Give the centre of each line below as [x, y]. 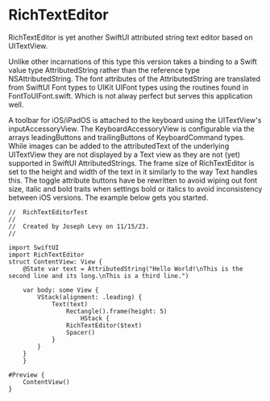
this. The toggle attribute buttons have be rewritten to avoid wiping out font [133, 180]
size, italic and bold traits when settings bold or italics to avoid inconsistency [135, 188]
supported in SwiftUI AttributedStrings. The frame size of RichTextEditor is [131, 163]
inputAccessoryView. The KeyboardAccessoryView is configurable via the [132, 129]
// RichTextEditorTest [48, 212]
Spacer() [80, 332]
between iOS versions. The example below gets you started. [108, 197]
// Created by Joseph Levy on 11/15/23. [79, 226]
